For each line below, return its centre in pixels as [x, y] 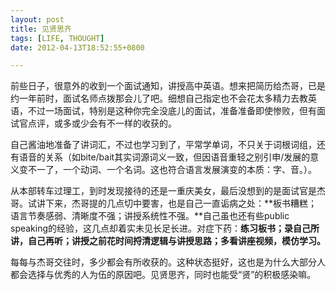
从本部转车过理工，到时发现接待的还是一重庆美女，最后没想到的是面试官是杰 [168, 191]
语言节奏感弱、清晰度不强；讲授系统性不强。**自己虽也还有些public [150, 216]
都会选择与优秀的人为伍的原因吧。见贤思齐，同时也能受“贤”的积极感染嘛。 [163, 275]
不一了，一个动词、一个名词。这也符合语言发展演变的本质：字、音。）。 [172, 170]
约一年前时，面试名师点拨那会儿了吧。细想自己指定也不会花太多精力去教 [159, 98]
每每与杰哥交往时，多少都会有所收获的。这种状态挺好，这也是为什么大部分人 [168, 262]
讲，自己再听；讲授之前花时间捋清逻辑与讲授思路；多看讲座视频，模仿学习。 [168, 241]
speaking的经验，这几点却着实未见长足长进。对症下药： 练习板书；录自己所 [165, 228]
